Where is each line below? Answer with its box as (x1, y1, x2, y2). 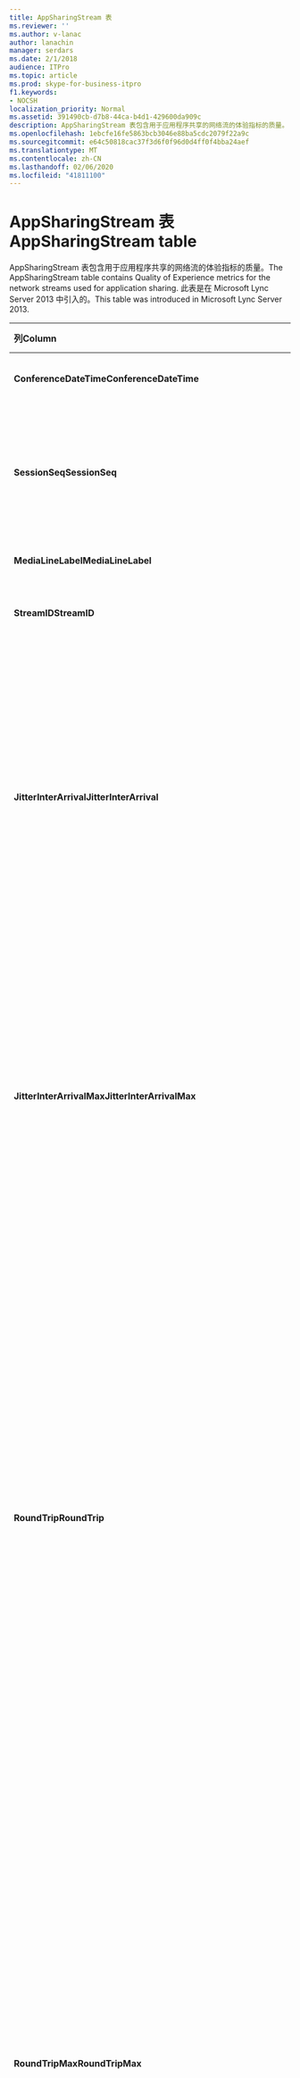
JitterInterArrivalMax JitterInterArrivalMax (13, 1090, 196, 1102)
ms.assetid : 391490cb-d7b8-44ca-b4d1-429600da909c (9, 112, 202, 121)
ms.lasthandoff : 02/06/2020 (9, 162, 114, 171)
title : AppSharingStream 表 (9, 12, 112, 22)
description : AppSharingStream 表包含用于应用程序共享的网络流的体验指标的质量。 (9, 121, 289, 130)
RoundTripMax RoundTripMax (13, 2057, 142, 2070)
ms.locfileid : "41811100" (9, 170, 105, 179)
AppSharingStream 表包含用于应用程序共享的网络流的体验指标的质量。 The (9, 262, 284, 273)
